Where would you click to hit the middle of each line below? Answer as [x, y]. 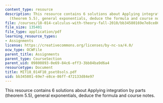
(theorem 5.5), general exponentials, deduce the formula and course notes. [80, 95]
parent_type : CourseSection [33, 59]
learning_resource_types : [31, 37]
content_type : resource [29, 9]
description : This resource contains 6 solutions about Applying [72, 14]
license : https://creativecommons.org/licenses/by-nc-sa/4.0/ [69, 45]
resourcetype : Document [29, 68]
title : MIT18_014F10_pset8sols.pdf [41, 72]
